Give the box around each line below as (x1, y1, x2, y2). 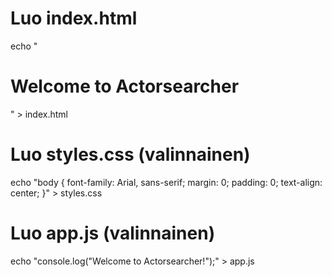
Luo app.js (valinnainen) (10, 222, 216, 244)
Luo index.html (10, 7, 138, 30)
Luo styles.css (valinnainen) (10, 143, 251, 166)
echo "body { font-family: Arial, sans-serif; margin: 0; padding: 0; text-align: (10, 176, 323, 188)
